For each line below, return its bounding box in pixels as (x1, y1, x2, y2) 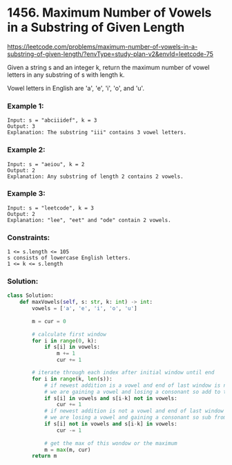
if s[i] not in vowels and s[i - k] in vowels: (43, 421, 177, 428)
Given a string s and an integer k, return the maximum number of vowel (7, 63, 210, 71)
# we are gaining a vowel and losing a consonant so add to (43, 388, 221, 395)
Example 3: (7, 189, 46, 199)
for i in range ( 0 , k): (32, 337, 97, 344)
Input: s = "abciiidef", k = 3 (7, 117, 97, 124)
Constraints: (7, 232, 50, 242)
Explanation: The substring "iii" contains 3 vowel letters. (7, 129, 187, 136)
